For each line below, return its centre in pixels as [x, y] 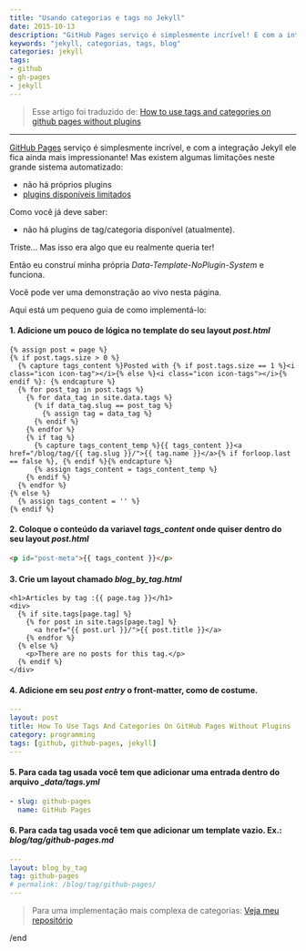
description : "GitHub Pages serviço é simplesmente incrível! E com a [146, 35]
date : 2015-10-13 [42, 26]
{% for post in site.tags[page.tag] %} [102, 622]
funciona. [27, 274]
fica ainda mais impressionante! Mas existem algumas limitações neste [142, 157]
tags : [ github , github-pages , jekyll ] [83, 743]
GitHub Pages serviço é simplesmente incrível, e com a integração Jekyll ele [153, 148]
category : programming [52, 734]
